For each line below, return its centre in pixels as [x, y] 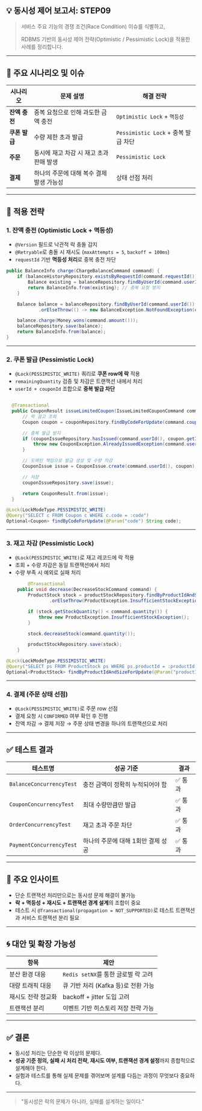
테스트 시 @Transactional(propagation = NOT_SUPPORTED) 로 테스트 [94, 910]
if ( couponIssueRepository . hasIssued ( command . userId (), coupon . [104, 439]
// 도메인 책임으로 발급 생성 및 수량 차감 [67, 461]
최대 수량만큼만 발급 [110, 804]
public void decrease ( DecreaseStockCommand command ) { [87, 590]
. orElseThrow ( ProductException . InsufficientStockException [124, 601]
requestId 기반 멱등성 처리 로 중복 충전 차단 [65, 260]
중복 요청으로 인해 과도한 [67, 112]
